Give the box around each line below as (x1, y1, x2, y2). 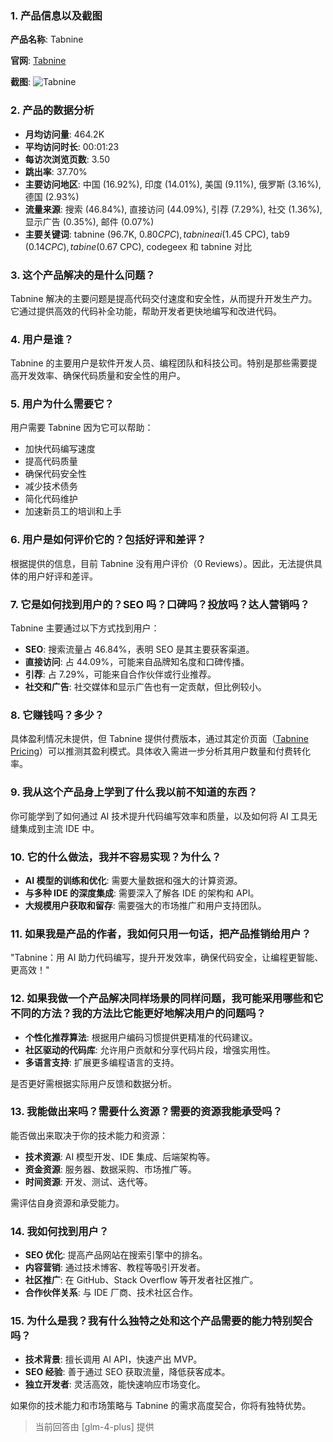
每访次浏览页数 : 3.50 (24, 153, 111, 165)
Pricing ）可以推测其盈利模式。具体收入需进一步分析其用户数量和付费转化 (10, 745, 311, 757)
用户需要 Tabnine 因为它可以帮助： (10, 422, 154, 434)
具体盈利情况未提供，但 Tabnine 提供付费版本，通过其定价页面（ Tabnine (10, 733, 309, 745)
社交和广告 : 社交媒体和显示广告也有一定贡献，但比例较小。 (24, 681, 267, 693)
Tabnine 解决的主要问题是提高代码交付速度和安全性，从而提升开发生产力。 (10, 292, 318, 304)
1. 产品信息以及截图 (10, 8, 103, 22)
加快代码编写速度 (24, 443, 96, 455)
